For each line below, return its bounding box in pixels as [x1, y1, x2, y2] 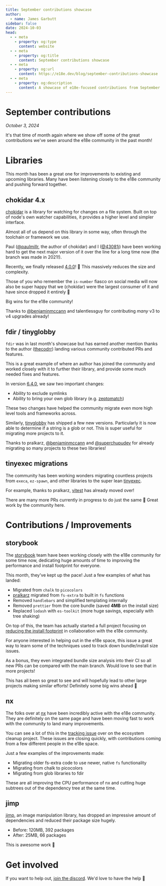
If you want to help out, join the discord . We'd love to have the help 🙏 [5, 876, 145, 882]
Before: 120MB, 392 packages [12, 827, 74, 833]
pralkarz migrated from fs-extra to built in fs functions [12, 592, 125, 598]
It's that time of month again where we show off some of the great [5, 132, 140, 138]
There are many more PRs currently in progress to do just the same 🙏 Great [5, 496, 159, 503]
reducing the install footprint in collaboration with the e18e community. [5, 628, 148, 634]
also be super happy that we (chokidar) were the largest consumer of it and [5, 284, 159, 290]
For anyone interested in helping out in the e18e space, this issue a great [5, 637, 153, 643]
